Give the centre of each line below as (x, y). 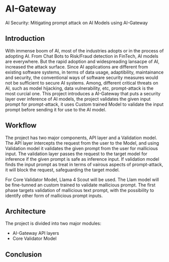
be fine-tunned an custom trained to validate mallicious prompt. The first (80, 185)
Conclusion (24, 254)
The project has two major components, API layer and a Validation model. (81, 138)
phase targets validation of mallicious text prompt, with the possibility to (80, 190)
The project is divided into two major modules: (53, 223)
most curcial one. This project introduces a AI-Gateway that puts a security (83, 93)
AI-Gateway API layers (36, 233)
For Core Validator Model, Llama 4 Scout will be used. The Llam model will (82, 179)
